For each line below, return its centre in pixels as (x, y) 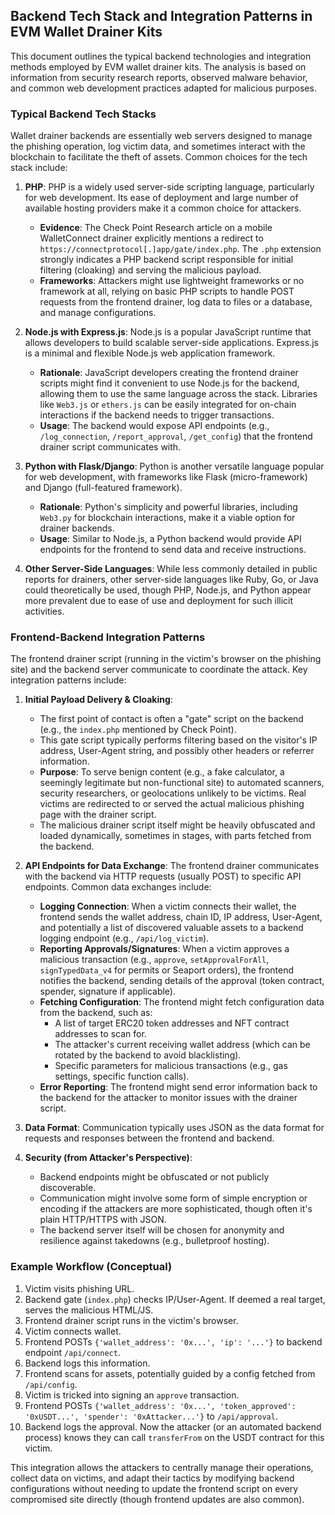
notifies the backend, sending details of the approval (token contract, (182, 981)
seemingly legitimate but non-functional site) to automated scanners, (182, 783)
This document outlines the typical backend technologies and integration (161, 56)
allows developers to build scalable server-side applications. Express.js (171, 343)
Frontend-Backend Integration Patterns (108, 637)
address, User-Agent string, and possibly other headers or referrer (177, 751)
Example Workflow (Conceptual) (91, 1267)
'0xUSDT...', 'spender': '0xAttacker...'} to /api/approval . (151, 1416)
